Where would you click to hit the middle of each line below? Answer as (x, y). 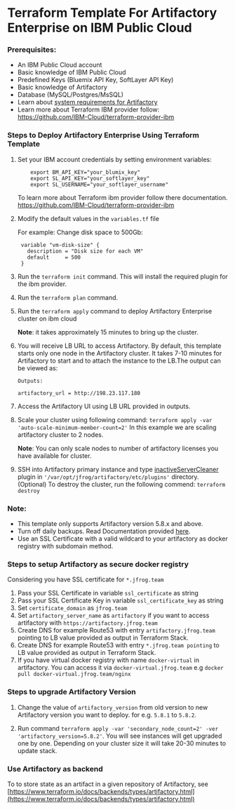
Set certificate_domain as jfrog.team (72, 608)
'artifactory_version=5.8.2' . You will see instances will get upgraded (120, 736)
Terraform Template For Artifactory (112, 13)
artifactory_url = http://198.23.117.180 (79, 393)
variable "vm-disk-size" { (60, 245)
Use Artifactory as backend (55, 769)
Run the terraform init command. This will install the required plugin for (122, 276)
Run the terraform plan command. (68, 297)
